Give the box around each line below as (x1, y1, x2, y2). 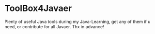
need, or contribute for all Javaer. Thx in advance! (4, 23, 105, 29)
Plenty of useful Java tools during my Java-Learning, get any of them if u (4, 19, 151, 24)
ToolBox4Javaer (4, 3, 72, 14)
